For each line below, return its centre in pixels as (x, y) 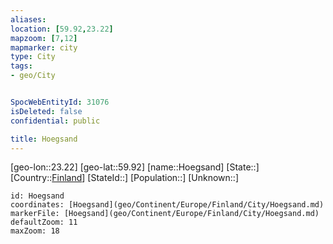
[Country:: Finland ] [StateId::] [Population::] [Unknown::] (125, 178)
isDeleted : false (46, 111)
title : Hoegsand (44, 139)
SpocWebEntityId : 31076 (60, 102)
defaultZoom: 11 (44, 222)
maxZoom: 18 (35, 231)
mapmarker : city (44, 47)
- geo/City (33, 76)
